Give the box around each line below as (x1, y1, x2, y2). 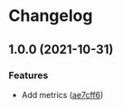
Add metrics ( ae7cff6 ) (21, 89, 104, 100)
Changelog (8, 5, 93, 26)
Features (8, 69, 49, 82)
